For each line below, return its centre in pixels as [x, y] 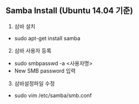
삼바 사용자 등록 [33, 50]
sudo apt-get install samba [47, 38]
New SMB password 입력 [45, 71]
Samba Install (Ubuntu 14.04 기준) [69, 11]
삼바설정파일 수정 [34, 83]
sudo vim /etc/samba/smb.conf [53, 95]
